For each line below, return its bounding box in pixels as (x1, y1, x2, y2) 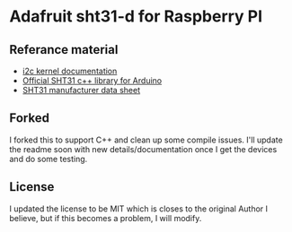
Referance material (9, 42, 119, 57)
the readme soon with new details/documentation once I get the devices (9, 143, 278, 154)
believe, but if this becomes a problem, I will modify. (9, 212, 202, 223)
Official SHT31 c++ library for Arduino (22, 75, 163, 86)
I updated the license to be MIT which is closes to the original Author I (9, 203, 268, 214)
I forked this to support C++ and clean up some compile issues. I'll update (9, 134, 283, 145)
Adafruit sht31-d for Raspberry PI (9, 6, 263, 27)
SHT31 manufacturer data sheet (22, 85, 141, 95)
